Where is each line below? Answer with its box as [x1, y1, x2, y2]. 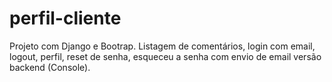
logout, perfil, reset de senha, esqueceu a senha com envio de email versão [9, 50, 322, 62]
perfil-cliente [9, 7, 122, 30]
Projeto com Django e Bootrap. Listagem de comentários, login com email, [9, 40, 316, 52]
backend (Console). [9, 61, 91, 73]
